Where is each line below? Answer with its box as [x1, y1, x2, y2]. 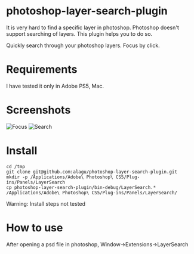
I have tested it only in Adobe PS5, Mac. [6, 82, 104, 89]
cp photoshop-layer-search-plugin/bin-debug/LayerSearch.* [6, 184, 156, 190]
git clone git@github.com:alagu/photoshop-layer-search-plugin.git [6, 169, 178, 175]
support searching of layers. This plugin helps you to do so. [6, 30, 153, 37]
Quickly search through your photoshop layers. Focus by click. [6, 42, 160, 49]
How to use [6, 221, 63, 234]
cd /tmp [6, 163, 26, 169]
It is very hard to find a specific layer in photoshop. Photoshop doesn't [6, 24, 179, 31]
